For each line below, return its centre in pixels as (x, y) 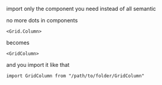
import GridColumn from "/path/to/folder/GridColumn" (76, 76)
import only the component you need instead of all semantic (81, 9)
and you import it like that (38, 65)
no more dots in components (42, 20)
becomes (18, 42)
